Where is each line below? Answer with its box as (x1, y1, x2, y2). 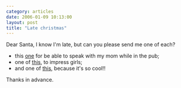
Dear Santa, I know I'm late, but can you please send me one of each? (6, 41, 176, 48)
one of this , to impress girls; (14, 59, 83, 66)
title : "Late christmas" (6, 25, 67, 31)
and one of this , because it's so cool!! (14, 65, 106, 72)
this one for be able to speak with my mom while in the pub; (14, 52, 160, 59)
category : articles (6, 8, 54, 15)
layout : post (6, 19, 38, 25)
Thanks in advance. (6, 76, 54, 83)
